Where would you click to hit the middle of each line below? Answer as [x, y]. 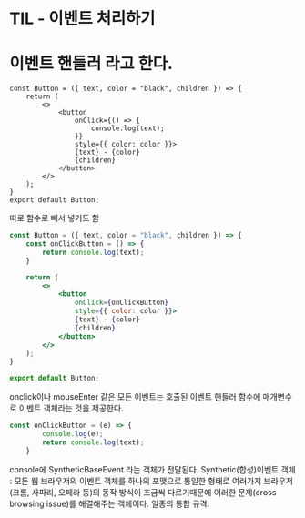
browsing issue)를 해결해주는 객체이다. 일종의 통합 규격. [110, 503]
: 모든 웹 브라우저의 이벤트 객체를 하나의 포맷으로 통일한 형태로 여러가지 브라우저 [152, 481]
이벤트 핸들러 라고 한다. [91, 64]
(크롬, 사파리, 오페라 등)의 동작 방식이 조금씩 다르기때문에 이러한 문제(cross [143, 492]
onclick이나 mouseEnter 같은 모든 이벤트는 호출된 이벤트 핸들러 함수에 [135, 397]
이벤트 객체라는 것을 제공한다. [71, 408]
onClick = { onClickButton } [122, 303]
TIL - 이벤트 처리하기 [82, 19]
